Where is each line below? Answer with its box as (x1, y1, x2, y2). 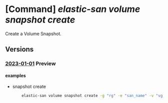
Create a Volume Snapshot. (5, 30, 61, 36)
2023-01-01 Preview (5, 60, 56, 67)
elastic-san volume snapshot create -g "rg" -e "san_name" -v (21, 93, 154, 98)
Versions (5, 45, 34, 53)
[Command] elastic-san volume (5, 3, 140, 15)
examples (5, 72, 26, 78)
